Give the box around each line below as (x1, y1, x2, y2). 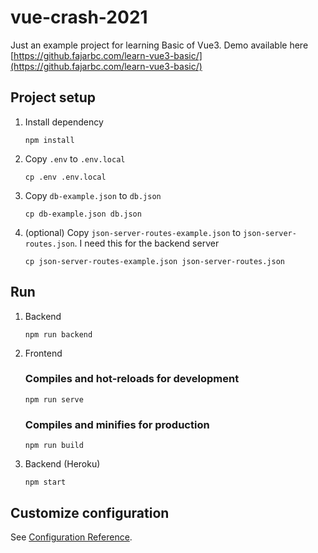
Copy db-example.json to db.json (24, 189, 162, 201)
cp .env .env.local (24, 172, 107, 182)
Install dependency (24, 116, 104, 128)
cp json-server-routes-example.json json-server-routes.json (24, 256, 286, 266)
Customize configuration (10, 504, 170, 521)
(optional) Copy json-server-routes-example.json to (24, 226, 242, 238)
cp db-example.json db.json (24, 209, 142, 219)
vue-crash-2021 (10, 6, 148, 29)
